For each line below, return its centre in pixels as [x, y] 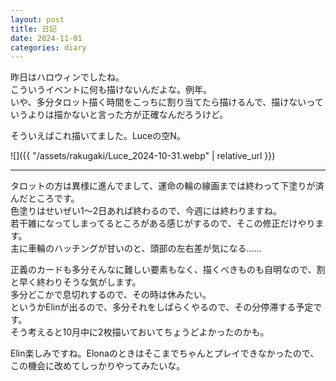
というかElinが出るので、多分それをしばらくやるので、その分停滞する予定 [162, 307]
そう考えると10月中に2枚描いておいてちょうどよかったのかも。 [140, 332]
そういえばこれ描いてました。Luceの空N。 [98, 136]
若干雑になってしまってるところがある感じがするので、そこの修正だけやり [163, 223]
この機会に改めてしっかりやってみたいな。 [98, 366]
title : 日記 [33, 29]
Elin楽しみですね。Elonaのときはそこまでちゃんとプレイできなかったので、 [165, 353]
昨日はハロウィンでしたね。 [67, 77]
